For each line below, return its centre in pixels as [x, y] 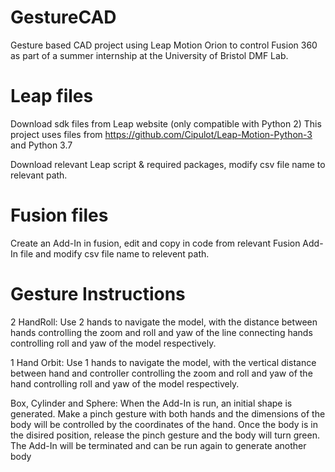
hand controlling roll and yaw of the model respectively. [125, 383]
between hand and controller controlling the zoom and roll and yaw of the [161, 373]
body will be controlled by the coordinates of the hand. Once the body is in [164, 424]
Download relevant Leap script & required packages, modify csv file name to [168, 164]
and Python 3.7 [41, 145]
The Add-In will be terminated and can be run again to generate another [158, 445]
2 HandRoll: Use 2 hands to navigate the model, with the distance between [164, 322]
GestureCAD [63, 17]
